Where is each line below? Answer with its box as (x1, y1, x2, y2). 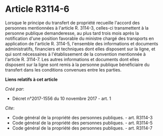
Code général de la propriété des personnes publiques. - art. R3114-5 (12, 120, 153, 126)
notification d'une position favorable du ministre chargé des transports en (5, 35, 154, 41)
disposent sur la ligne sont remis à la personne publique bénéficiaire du (5, 62, 150, 68)
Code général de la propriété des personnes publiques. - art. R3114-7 (12, 125, 153, 131)
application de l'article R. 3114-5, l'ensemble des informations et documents (5, 40, 159, 46)
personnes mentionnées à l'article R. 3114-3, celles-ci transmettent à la (5, 25, 149, 31)
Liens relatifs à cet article (5, 76, 58, 82)
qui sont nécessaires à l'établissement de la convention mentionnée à (5, 51, 146, 57)
